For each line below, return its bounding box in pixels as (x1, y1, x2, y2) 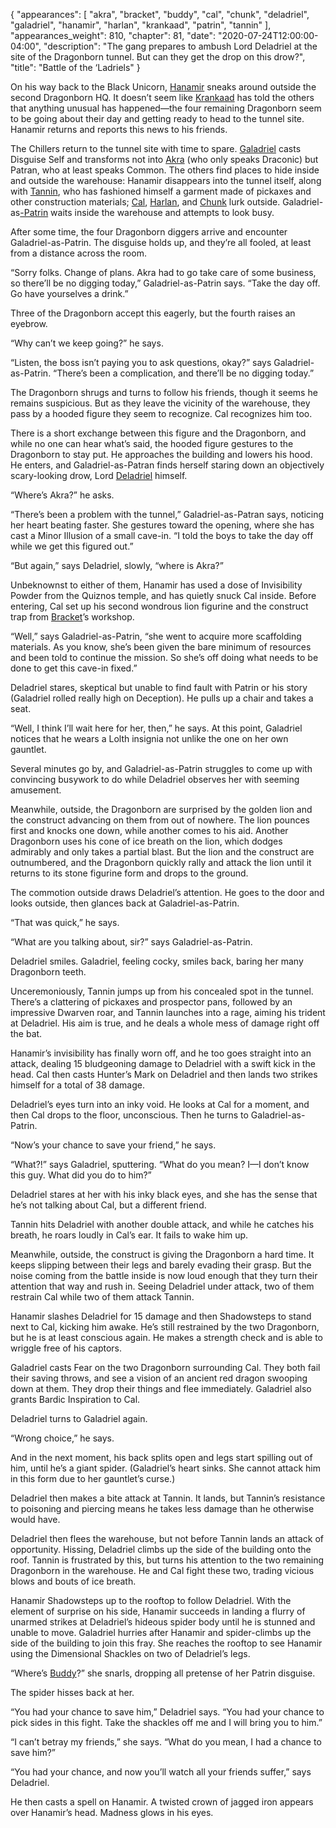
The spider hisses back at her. (10, 1687, 135, 1698)
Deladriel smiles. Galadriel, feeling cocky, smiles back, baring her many (10, 955, 304, 967)
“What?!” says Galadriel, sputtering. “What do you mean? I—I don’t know (10, 1159, 310, 1170)
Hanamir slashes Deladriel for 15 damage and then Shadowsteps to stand (10, 1310, 312, 1322)
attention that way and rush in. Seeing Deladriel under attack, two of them (10, 1280, 315, 1292)
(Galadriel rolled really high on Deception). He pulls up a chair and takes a (10, 692, 314, 704)
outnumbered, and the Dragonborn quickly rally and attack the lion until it (10, 857, 312, 868)
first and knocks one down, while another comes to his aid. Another (10, 825, 289, 836)
